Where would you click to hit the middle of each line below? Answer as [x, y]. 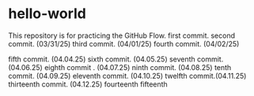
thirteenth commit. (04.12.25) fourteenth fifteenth [88, 84]
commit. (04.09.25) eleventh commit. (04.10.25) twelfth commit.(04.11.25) [127, 76]
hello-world [47, 14]
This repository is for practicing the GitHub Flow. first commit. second [122, 35]
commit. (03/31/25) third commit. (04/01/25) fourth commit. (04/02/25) [124, 43]
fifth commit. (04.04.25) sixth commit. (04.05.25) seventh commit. [116, 59]
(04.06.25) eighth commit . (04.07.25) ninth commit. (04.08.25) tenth [120, 67]
